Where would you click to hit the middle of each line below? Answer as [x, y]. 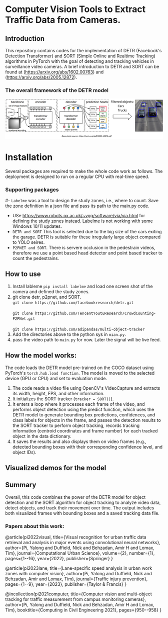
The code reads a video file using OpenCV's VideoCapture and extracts [86, 388]
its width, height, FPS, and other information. [58, 393]
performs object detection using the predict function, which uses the [83, 409]
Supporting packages [32, 190]
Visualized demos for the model [56, 468]
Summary [21, 485]
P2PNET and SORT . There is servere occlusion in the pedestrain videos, [84, 248]
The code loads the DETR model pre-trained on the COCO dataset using [79, 368]
